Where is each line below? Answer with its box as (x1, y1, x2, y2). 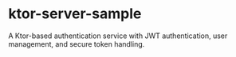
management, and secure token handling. (8, 39, 145, 48)
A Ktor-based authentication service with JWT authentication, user (8, 31, 228, 40)
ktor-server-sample (8, 5, 142, 23)
